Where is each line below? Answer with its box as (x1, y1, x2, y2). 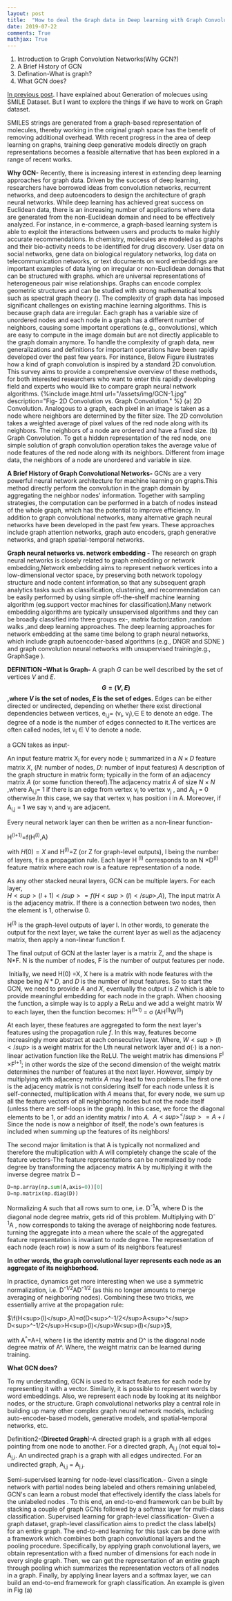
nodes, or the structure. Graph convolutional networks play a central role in (7, 1399, 221, 1408)
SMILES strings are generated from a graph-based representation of (7, 118, 202, 127)
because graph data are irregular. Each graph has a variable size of (7, 309, 199, 317)
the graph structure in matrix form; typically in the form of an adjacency (7, 770, 211, 779)
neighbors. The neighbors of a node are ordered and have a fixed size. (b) (7, 427, 218, 435)
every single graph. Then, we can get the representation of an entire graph (7, 1556, 220, 1564)
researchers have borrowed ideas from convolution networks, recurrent (7, 184, 211, 192)
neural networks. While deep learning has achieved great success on (7, 198, 204, 206)
